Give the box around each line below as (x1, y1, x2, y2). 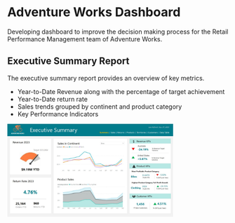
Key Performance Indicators (17, 109, 99, 118)
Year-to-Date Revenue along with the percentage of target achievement (17, 87, 225, 95)
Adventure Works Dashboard (7, 4, 181, 20)
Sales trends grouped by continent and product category (17, 102, 182, 111)
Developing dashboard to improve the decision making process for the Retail (7, 27, 229, 36)
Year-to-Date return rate (17, 95, 88, 103)
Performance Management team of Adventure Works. (7, 34, 163, 43)
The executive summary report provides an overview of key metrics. (7, 74, 205, 82)
